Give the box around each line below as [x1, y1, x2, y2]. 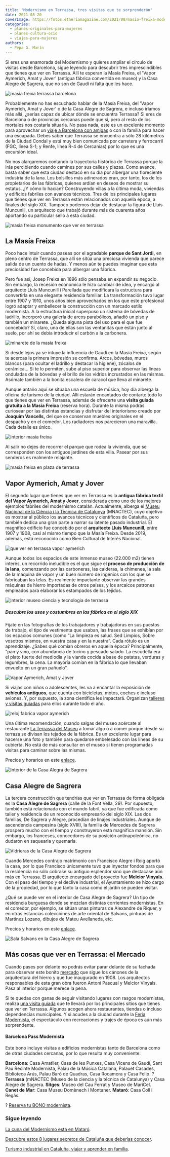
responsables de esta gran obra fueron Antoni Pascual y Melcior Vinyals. [5, 980, 157, 986]
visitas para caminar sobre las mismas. [5, 747, 87, 753]
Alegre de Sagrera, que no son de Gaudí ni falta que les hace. [5, 81, 134, 87]
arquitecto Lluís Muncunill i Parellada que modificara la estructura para [5, 287, 153, 293]
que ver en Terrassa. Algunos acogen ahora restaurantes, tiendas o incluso [5, 1005, 162, 1012]
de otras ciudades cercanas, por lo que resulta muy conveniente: [5, 1050, 141, 1057]
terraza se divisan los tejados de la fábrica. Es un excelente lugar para [5, 731, 152, 737]
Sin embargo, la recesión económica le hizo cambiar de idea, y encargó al [5, 282, 159, 288]
